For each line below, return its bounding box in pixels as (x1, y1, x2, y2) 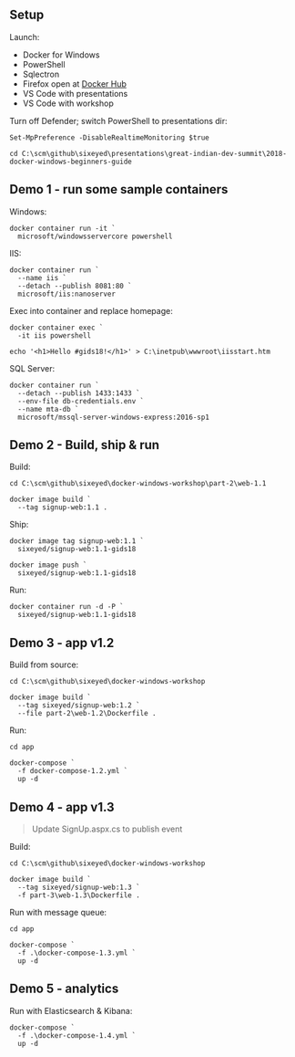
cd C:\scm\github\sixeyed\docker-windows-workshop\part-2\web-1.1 (9, 479, 267, 488)
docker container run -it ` (9, 224, 117, 233)
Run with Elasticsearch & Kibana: (9, 1005, 133, 1016)
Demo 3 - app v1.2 (9, 634, 115, 651)
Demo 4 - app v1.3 (9, 799, 116, 815)
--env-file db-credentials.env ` (17, 396, 145, 405)
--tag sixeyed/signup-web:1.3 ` (17, 883, 141, 893)
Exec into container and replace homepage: (9, 305, 173, 316)
